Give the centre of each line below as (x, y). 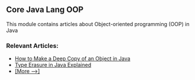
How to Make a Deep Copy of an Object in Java (72, 59)
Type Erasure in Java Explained (53, 65)
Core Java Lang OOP (45, 10)
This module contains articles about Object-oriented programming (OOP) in (98, 24)
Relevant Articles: (32, 46)
